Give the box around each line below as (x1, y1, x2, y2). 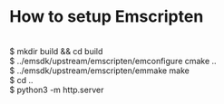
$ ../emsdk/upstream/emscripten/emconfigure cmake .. (9, 55, 217, 66)
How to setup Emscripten (9, 6, 204, 27)
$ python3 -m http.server (9, 84, 104, 95)
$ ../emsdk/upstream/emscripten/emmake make (9, 65, 190, 76)
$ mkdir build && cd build (9, 45, 103, 56)
